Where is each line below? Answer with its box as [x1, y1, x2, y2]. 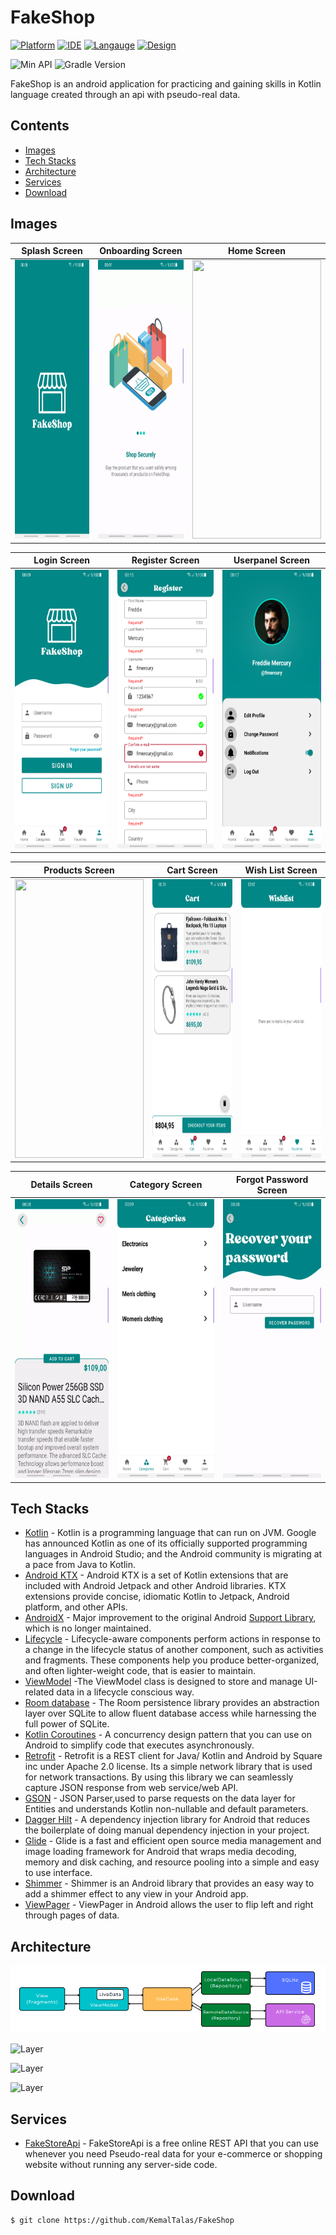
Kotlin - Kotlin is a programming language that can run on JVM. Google [24, 1527, 317, 1539]
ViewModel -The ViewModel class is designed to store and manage [24, 1676, 303, 1688]
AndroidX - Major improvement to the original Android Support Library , [24, 1612, 317, 1624]
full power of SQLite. [24, 1718, 110, 1730]
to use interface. [24, 1867, 93, 1879]
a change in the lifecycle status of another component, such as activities [24, 1644, 324, 1656]
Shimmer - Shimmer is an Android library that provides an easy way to [24, 1877, 315, 1890]
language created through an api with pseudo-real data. [10, 88, 241, 100]
